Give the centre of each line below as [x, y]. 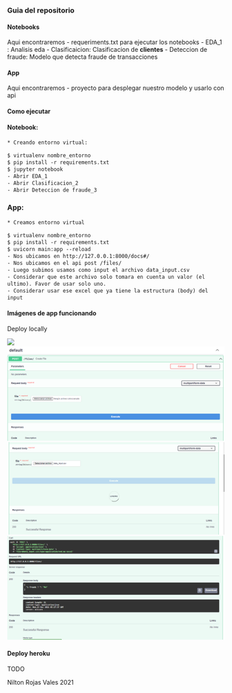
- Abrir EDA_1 [28, 176]
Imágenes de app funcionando [52, 313]
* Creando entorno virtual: [48, 143]
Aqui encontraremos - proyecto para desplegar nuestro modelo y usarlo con [116, 88]
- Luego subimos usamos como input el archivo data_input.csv [98, 270]
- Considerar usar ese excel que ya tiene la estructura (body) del [108, 291]
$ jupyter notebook [35, 169]
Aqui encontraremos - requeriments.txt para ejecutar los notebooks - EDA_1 [115, 42]
